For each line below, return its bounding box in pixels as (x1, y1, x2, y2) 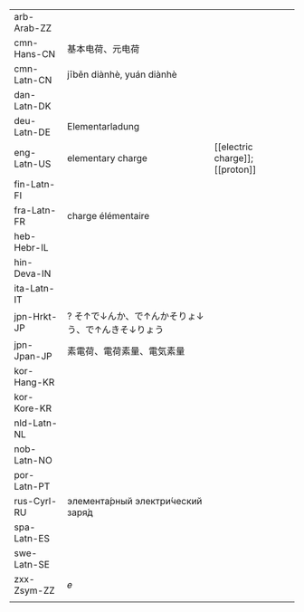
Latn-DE (14, 126, 52, 139)
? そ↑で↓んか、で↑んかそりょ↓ (67, 310, 204, 322)
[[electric (214, 140, 253, 153)
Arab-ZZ (14, 22, 52, 34)
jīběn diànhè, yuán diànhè (67, 68, 178, 81)
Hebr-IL (14, 242, 49, 253)
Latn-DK (14, 100, 52, 112)
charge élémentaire (67, 210, 150, 222)
